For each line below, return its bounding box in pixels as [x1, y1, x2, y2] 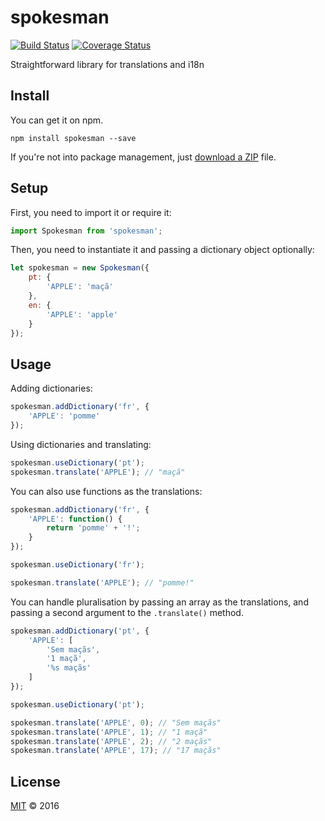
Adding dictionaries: [10, 382, 93, 395]
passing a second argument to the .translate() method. [10, 606, 244, 618]
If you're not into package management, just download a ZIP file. [10, 151, 277, 163]
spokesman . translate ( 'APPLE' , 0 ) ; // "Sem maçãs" [10, 717, 222, 728]
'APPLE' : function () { [28, 514, 123, 524]
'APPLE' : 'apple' [46, 309, 118, 320]
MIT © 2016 [10, 800, 60, 812]
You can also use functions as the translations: [10, 485, 203, 497]
